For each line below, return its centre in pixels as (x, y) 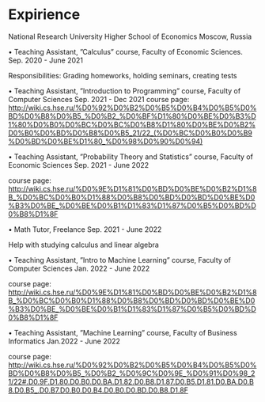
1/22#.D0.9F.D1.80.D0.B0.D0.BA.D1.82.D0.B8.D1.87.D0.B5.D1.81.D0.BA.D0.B (131, 381)
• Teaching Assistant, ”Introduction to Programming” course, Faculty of (125, 91)
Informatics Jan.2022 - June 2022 (64, 341)
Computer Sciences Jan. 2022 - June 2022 (79, 268)
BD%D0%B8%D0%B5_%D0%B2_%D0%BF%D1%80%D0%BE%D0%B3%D (132, 116)
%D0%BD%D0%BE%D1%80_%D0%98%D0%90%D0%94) (106, 141)
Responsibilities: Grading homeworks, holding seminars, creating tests (123, 75)
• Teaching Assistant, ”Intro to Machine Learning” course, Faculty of (119, 260)
